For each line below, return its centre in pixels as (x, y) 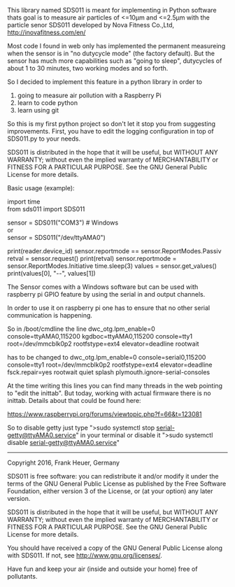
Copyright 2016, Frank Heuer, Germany (64, 462)
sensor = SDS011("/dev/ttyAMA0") (57, 238)
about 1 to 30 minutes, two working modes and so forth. (88, 68)
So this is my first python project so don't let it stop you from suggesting (111, 124)
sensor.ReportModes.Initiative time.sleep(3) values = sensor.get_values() (112, 266)
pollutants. (22, 576)
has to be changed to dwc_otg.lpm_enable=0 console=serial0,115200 (107, 357)
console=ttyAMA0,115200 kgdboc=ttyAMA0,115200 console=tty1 (100, 336)
